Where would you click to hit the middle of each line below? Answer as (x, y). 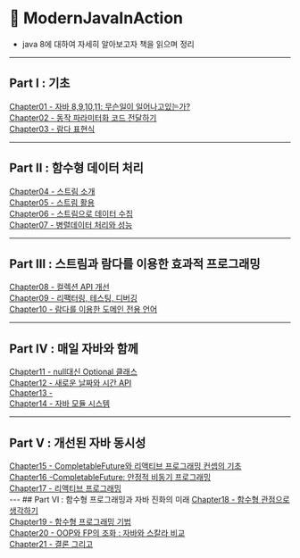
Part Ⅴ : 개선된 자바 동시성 (78, 442)
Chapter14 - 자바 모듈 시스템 (59, 404)
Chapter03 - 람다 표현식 (52, 129)
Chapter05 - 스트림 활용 (52, 202)
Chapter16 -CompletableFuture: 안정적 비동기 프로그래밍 (110, 477)
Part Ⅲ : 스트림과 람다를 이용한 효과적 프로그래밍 (135, 264)
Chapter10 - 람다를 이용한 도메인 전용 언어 (83, 309)
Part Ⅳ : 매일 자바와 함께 (74, 349)
